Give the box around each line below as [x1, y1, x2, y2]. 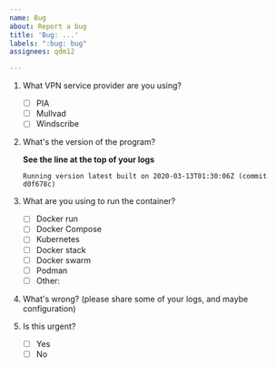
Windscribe [35, 118, 80, 129]
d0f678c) [22, 179, 56, 189]
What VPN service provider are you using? [22, 80, 182, 91]
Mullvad [35, 108, 66, 119]
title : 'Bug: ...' [9, 30, 79, 39]
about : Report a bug [9, 22, 88, 31]
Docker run [35, 213, 79, 224]
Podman [35, 265, 68, 276]
